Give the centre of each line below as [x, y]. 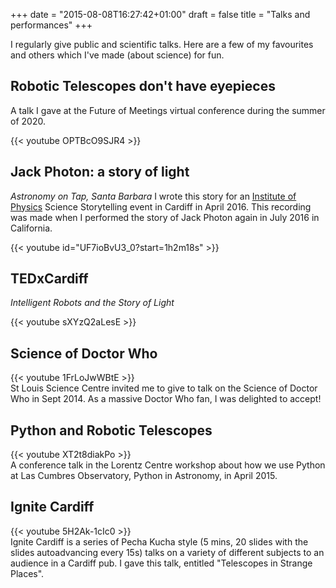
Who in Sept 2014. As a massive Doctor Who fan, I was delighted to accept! [166, 399]
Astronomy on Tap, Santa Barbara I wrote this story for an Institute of [153, 196]
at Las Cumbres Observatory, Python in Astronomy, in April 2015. [144, 476]
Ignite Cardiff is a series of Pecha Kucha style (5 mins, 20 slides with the [159, 541]
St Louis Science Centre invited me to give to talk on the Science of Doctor [164, 388]
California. [31, 228]
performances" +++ [51, 25]
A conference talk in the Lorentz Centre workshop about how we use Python [168, 465]
